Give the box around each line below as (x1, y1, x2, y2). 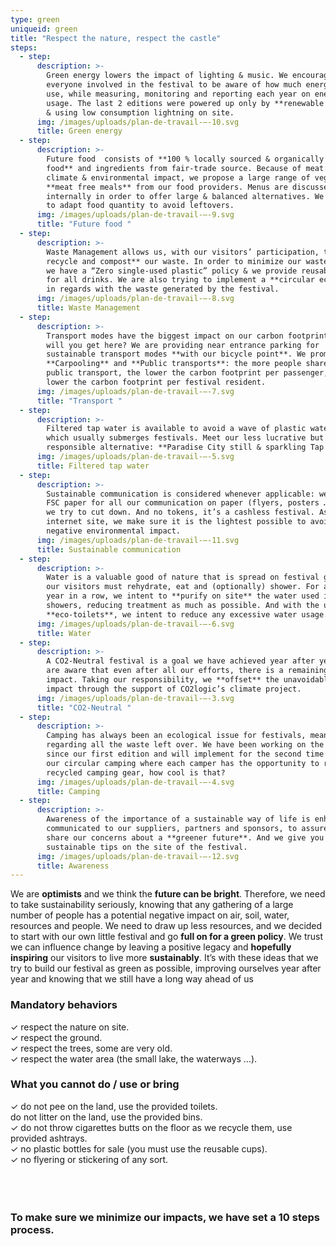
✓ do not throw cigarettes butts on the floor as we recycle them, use (10, 1121, 293, 1133)
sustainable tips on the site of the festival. (46, 842, 248, 852)
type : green (10, 14, 60, 25)
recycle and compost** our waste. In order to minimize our (46, 256, 302, 266)
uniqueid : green (10, 24, 78, 34)
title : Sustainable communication (36, 544, 182, 555)
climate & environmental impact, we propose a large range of (46, 172, 311, 183)
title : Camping (36, 786, 101, 796)
